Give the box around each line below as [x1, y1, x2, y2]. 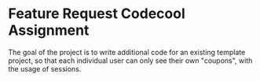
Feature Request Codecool [8, 5, 186, 23]
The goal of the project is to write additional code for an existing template [8, 47, 246, 57]
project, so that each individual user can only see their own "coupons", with [8, 56, 253, 65]
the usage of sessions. [8, 64, 82, 73]
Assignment [8, 21, 90, 39]
